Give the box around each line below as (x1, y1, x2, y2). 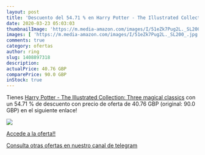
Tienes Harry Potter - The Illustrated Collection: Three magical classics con (6, 94, 196, 101)
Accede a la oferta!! (6, 130, 56, 137)
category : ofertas (6, 43, 53, 49)
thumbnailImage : (6, 26, 48, 32)
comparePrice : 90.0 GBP (6, 71, 67, 77)
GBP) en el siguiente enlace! (6, 107, 77, 114)
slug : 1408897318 (6, 54, 51, 60)
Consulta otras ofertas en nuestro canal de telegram (6, 142, 138, 150)
